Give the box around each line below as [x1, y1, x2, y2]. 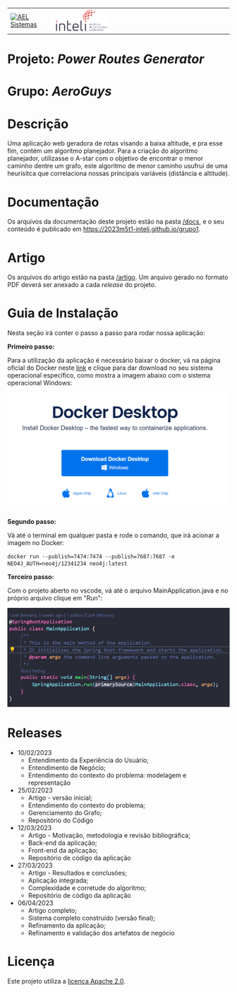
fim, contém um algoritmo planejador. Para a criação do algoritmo [7, 146, 198, 156]
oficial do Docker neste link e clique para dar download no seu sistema [7, 363, 213, 372]
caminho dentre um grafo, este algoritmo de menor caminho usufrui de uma [7, 162, 228, 170]
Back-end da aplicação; [28, 839, 97, 847]
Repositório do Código [28, 816, 94, 824]
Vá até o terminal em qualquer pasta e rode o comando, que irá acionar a [7, 531, 220, 539]
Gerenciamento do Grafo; [28, 809, 102, 817]
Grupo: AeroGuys [7, 83, 112, 100]
